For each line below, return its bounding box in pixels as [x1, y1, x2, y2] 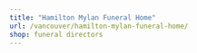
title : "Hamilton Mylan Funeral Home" [9, 13, 156, 22]
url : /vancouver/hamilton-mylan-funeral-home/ [9, 22, 189, 31]
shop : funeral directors [9, 30, 103, 39]
